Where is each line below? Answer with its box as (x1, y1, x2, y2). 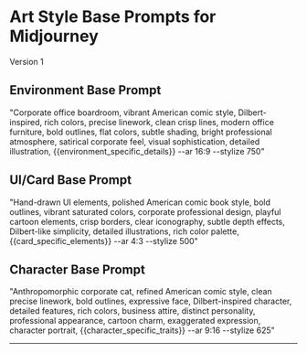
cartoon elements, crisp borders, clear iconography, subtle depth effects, (9, 216, 286, 227)
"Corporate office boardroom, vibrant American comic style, (9, 107, 237, 118)
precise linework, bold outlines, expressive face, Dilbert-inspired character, (9, 295, 292, 307)
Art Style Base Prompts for (9, 6, 217, 27)
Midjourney (9, 26, 99, 47)
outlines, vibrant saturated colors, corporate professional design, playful (9, 206, 281, 217)
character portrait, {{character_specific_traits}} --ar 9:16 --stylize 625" (9, 325, 276, 336)
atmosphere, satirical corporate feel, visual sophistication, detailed (9, 135, 260, 147)
